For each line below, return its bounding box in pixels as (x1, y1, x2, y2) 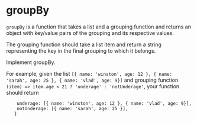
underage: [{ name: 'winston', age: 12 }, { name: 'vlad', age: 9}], (17, 100, 192, 107)
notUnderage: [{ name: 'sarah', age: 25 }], (17, 105, 128, 111)
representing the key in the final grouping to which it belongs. (6, 47, 156, 54)
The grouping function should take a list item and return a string (6, 41, 162, 48)
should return (6, 89, 40, 96)
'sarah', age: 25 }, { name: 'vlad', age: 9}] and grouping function (6, 76, 179, 84)
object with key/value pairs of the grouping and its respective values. (6, 29, 175, 36)
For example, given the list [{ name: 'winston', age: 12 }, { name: (6, 70, 173, 77)
